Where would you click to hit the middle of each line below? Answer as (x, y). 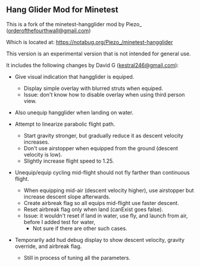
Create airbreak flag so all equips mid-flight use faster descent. (101, 203)
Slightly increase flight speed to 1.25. (69, 161)
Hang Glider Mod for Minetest (62, 10)
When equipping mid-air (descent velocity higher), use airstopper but (109, 190)
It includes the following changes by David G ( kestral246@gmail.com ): (93, 65)
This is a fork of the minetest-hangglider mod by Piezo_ (74, 24)
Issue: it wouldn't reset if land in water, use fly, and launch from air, (106, 215)
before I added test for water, (60, 222)
